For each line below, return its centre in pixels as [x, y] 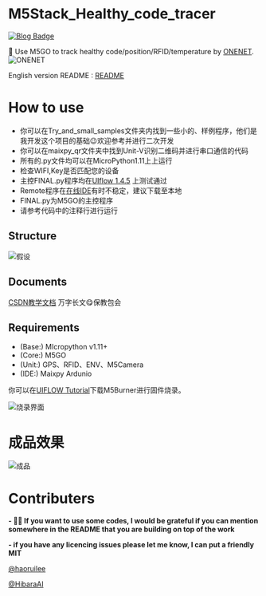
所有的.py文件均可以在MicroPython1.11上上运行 [96, 160]
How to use [46, 108]
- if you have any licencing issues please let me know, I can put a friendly [131, 545]
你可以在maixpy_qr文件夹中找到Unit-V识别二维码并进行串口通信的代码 [134, 150]
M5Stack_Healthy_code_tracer [112, 14]
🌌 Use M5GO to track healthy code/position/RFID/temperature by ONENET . [131, 51]
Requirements [44, 328]
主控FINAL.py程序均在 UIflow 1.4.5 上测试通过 [93, 180]
